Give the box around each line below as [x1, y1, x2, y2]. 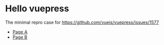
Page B [12, 34, 27, 40]
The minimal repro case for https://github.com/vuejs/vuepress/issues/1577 [5, 19, 159, 25]
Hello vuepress [5, 3, 69, 14]
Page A [12, 29, 27, 35]
